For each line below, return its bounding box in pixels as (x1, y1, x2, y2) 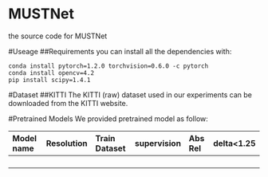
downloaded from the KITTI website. (8, 98, 128, 108)
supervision (134, 137, 182, 148)
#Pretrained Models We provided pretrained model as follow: (8, 113, 209, 124)
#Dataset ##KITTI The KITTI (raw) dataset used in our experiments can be (8, 89, 253, 100)
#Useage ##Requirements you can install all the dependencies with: (8, 46, 232, 56)
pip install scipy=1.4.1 (8, 76, 91, 84)
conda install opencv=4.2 (8, 69, 94, 77)
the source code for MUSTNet (8, 31, 108, 41)
